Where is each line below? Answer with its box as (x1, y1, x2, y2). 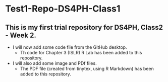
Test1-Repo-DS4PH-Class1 (5, 3, 121, 15)
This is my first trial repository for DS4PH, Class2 (5, 23, 163, 32)
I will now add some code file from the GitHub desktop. (12, 44, 127, 50)
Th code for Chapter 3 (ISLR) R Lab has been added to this (20, 50, 142, 55)
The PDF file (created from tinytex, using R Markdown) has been (20, 66, 154, 71)
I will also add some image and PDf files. (12, 60, 97, 66)
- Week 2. (5, 31, 36, 39)
